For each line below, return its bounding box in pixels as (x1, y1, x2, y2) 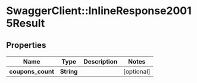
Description (83, 58, 118, 65)
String (60, 68, 78, 75)
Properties (6, 40, 46, 50)
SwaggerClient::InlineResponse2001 (6, 4, 192, 18)
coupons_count (9, 68, 55, 75)
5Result (6, 16, 45, 30)
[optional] (123, 68, 151, 75)
